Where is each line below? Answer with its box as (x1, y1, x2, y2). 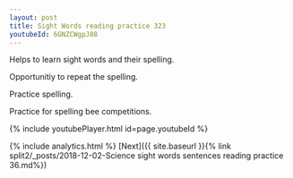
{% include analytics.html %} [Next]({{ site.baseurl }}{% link (9, 140, 231, 152)
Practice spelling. (9, 89, 73, 99)
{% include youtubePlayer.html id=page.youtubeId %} (9, 123, 209, 134)
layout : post (9, 13, 58, 22)
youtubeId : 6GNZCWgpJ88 (9, 30, 99, 38)
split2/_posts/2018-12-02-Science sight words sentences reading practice (9, 150, 284, 161)
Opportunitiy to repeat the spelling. (9, 72, 139, 82)
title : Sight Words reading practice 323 (9, 21, 167, 30)
